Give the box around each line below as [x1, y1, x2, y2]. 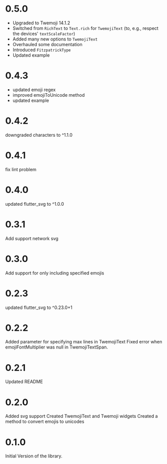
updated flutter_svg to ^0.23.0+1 [5, 304, 72, 311]
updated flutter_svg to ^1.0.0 [5, 201, 64, 207]
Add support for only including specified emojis [5, 269, 105, 276]
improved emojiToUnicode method [12, 92, 85, 98]
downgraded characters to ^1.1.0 [5, 132, 72, 138]
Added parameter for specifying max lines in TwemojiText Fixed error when [5, 339, 162, 345]
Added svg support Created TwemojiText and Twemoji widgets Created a [5, 413, 158, 419]
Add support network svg [5, 235, 59, 241]
